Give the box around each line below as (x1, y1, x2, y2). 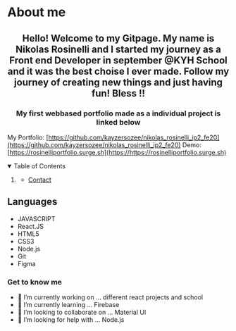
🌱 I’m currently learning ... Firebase (17, 300, 120, 308)
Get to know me (7, 277, 62, 287)
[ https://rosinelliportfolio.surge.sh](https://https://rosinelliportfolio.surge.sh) (7, 148, 227, 156)
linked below (96, 117, 141, 127)
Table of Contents (13, 161, 66, 170)
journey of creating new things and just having (13, 76, 223, 88)
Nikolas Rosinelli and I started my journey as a (15, 43, 222, 55)
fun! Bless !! (91, 87, 146, 99)
